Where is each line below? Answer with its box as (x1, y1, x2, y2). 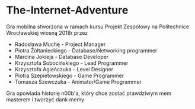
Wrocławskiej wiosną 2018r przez (6, 29, 88, 36)
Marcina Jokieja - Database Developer (14, 53, 109, 60)
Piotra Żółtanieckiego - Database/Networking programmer (14, 47, 158, 54)
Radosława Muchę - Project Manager (14, 41, 106, 48)
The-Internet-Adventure (6, 4, 129, 17)
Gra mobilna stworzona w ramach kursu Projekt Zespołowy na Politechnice (6, 23, 190, 30)
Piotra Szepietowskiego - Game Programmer (14, 72, 124, 79)
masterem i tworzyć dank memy (6, 95, 85, 103)
